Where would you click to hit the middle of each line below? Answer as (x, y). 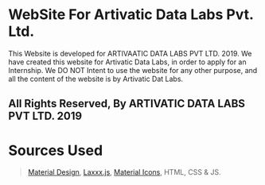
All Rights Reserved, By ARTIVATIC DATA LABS (127, 104)
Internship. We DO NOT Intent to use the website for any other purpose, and (133, 70)
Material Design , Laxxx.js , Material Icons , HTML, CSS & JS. (124, 172)
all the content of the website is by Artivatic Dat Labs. (96, 79)
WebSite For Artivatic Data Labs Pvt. (131, 15)
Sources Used (56, 150)
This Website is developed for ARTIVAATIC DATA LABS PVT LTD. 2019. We (130, 53)
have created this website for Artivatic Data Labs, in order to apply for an (127, 62)
